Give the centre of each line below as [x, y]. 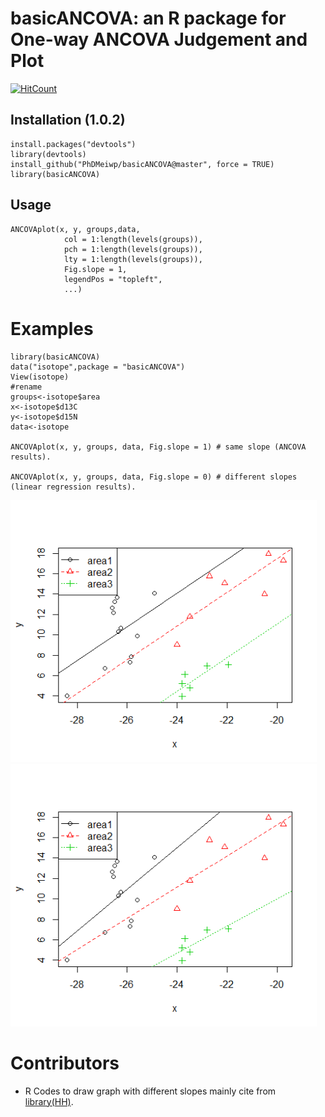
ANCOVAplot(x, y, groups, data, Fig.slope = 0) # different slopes [154, 477]
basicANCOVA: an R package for [148, 18]
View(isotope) [40, 377]
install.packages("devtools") [73, 144]
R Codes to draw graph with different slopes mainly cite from [150, 1091]
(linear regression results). [73, 487]
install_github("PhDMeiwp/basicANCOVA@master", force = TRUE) [142, 164]
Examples [52, 328]
